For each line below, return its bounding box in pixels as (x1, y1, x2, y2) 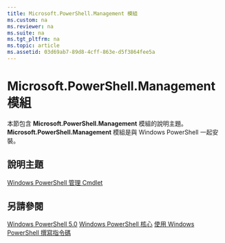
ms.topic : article (7, 42, 60, 49)
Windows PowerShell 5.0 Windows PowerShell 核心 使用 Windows (7, 220, 195, 229)
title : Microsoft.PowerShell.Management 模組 (7, 10, 138, 17)
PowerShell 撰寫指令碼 (7, 229, 71, 237)
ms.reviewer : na (7, 23, 54, 30)
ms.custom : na (7, 17, 48, 23)
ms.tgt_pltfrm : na (7, 36, 60, 43)
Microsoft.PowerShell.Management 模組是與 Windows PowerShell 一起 (7, 128, 213, 136)
